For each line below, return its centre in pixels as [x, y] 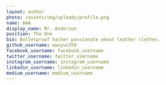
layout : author [25, 12]
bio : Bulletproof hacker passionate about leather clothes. [84, 40]
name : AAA [19, 23]
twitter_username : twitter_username [52, 56]
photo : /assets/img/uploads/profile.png [58, 17]
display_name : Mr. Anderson [42, 28]
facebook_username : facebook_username [55, 51]
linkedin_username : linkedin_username [55, 67]
